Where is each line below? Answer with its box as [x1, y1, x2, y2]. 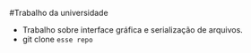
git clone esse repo [22, 34, 93, 44]
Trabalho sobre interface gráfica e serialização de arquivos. [22, 25, 244, 34]
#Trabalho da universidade [9, 8, 109, 18]
